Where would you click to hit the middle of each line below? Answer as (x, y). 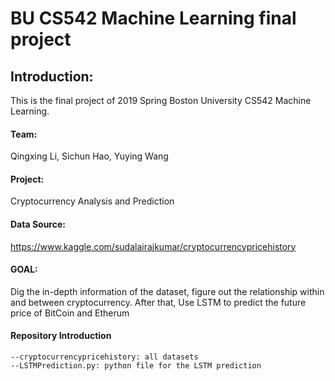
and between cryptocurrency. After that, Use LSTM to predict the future (158, 302)
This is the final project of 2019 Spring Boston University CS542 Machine (161, 100)
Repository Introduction (61, 336)
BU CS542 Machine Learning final (153, 18)
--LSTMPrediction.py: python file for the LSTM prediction (136, 366)
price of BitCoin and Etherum (70, 313)
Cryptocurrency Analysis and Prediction (92, 201)
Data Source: (38, 224)
